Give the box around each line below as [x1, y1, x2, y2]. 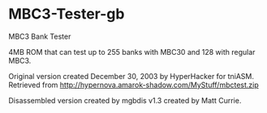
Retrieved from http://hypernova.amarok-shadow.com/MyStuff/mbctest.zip [8, 80, 260, 90]
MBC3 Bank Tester [8, 31, 71, 41]
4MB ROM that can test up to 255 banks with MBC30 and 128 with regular [8, 47, 256, 56]
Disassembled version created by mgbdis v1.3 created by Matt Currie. [8, 95, 242, 105]
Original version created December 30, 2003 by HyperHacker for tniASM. [8, 71, 254, 81]
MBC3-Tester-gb [8, 5, 125, 23]
